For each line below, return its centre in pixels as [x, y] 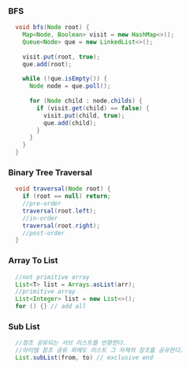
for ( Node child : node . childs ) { [86, 101]
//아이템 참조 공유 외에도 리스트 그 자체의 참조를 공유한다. [99, 350]
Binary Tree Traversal [50, 172]
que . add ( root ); [47, 64]
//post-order [44, 233]
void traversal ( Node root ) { [63, 189]
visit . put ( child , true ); [84, 115]
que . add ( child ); [70, 123]
